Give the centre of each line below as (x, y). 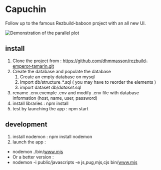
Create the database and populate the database (62, 71)
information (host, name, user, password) (55, 98)
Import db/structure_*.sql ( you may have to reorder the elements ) (88, 82)
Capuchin (26, 9)
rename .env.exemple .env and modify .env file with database (75, 93)
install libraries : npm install (40, 103)
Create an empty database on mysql (57, 77)
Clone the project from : (37, 61)
